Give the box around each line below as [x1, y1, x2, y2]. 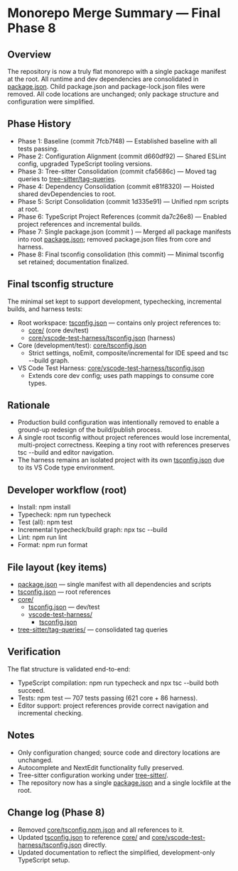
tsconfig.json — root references [17, 588, 112, 596]
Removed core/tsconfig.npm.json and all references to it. [17, 826, 185, 834]
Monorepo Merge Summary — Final [7, 5, 221, 21]
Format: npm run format [17, 541, 88, 549]
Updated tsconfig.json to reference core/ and [17, 833, 151, 841]
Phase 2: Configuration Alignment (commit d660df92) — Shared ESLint [17, 151, 227, 161]
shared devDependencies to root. [17, 190, 116, 198]
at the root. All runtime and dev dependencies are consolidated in [7, 75, 199, 83]
